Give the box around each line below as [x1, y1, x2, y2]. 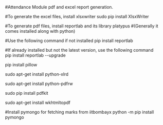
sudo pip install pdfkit [5, 90, 49, 96]
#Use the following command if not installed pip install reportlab [5, 38, 133, 43]
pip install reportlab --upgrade [5, 52, 66, 58]
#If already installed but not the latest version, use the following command [5, 47, 154, 53]
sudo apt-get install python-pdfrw [5, 81, 73, 86]
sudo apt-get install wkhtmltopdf [5, 100, 71, 105]
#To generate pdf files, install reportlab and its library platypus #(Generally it [5, 23, 159, 29]
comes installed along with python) [5, 28, 75, 34]
